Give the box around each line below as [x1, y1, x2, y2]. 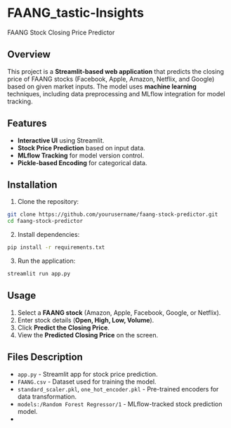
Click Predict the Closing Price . [17, 323, 110, 332]
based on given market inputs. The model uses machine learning [7, 82, 197, 91]
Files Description [7, 351, 83, 363]
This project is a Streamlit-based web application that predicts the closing [7, 67, 225, 75]
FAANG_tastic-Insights [7, 5, 144, 21]
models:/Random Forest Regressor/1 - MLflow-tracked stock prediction [17, 399, 223, 408]
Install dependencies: [17, 231, 80, 239]
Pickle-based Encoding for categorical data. [17, 158, 147, 167]
